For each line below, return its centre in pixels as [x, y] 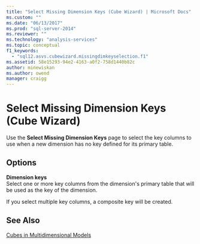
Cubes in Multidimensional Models [49, 235]
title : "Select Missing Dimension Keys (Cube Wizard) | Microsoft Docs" [99, 12]
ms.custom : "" [24, 17]
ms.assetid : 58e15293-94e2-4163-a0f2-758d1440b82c [71, 62]
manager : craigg [26, 79]
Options [22, 163]
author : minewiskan [31, 67]
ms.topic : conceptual [33, 46]
